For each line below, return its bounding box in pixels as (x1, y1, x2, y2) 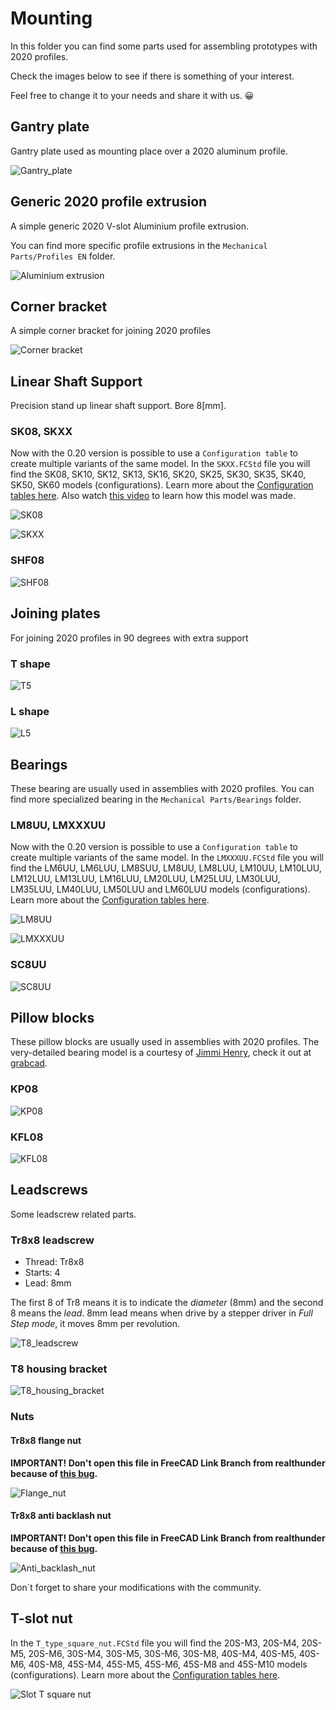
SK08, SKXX (10, 425, 73, 439)
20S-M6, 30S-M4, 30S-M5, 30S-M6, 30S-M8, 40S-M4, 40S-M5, (28, 1647, 297, 1659)
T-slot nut (10, 1610, 73, 1627)
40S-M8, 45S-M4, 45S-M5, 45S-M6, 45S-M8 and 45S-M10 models (28, 1658, 308, 1670)
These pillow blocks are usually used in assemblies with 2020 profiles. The (10, 1036, 320, 1048)
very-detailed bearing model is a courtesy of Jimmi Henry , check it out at (10, 1047, 312, 1059)
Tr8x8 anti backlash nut (10, 1510, 112, 1522)
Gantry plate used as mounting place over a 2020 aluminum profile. (10, 145, 288, 157)
